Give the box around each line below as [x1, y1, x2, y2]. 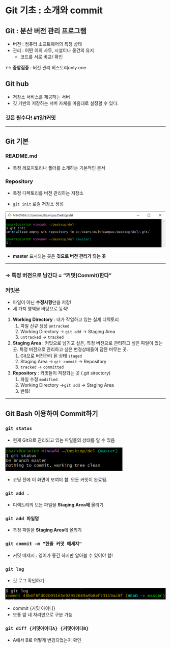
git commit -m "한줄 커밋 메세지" [5, 541, 82, 547]
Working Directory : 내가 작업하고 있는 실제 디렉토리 [12, 316, 119, 322]
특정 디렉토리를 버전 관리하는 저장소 [12, 190, 84, 196]
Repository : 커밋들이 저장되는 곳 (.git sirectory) [12, 370, 111, 376]
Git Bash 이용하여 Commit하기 [5, 409, 98, 418]
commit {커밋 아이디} [12, 605, 55, 611]
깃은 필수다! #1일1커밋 [5, 114, 56, 121]
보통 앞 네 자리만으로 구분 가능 [12, 612, 73, 618]
